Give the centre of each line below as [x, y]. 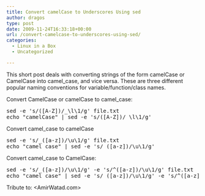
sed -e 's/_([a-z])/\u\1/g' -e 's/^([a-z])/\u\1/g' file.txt [100, 169]
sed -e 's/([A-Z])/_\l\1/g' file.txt [63, 111]
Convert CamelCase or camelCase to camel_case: [69, 99]
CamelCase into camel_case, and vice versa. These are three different [95, 81]
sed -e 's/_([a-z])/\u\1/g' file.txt [63, 140]
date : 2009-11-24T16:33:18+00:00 [49, 29]
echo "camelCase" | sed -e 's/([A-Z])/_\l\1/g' [79, 117]
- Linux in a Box [34, 46]
